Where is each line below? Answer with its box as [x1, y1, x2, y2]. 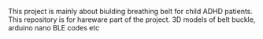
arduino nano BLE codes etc [8, 23, 100, 32]
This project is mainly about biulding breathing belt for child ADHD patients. [8, 7, 254, 16]
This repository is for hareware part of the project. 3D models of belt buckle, [8, 15, 256, 24]
